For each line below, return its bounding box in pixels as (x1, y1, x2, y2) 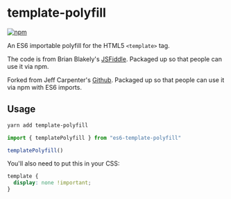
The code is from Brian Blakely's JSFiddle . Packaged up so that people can (7, 54, 222, 63)
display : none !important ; (13, 180, 92, 186)
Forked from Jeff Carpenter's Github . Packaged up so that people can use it (7, 75, 225, 84)
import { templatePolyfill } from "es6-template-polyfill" (7, 134, 182, 141)
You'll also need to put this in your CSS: (7, 159, 120, 168)
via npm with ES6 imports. (7, 83, 82, 91)
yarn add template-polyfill (7, 122, 89, 129)
